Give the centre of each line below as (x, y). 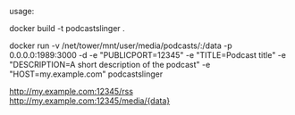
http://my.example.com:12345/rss (72, 91)
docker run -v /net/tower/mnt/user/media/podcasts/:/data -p (121, 45)
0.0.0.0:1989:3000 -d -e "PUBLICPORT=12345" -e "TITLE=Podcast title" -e (147, 55)
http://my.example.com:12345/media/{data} (90, 101)
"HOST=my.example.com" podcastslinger (86, 74)
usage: (22, 11)
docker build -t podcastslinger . (67, 28)
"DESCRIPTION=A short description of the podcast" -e (110, 65)
